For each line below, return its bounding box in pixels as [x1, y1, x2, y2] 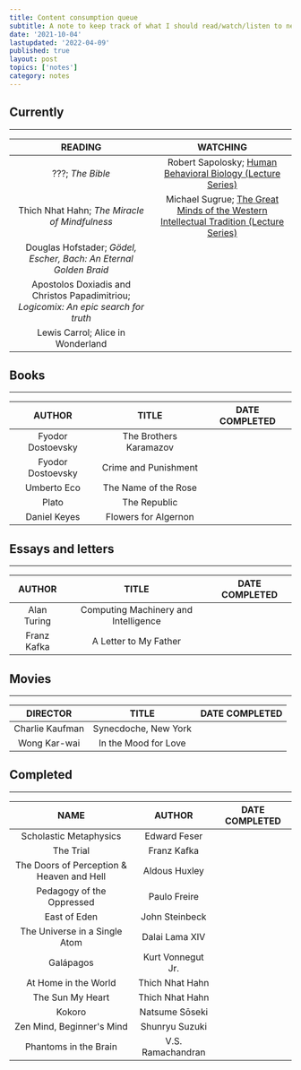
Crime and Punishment [101, 462, 199, 474]
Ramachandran [142, 1046, 206, 1058]
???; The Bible [52, 167, 110, 179]
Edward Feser [144, 830, 203, 842]
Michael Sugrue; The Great [165, 193, 279, 205]
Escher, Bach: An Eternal [29, 252, 134, 264]
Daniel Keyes [25, 511, 81, 523]
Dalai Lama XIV [142, 930, 206, 943]
